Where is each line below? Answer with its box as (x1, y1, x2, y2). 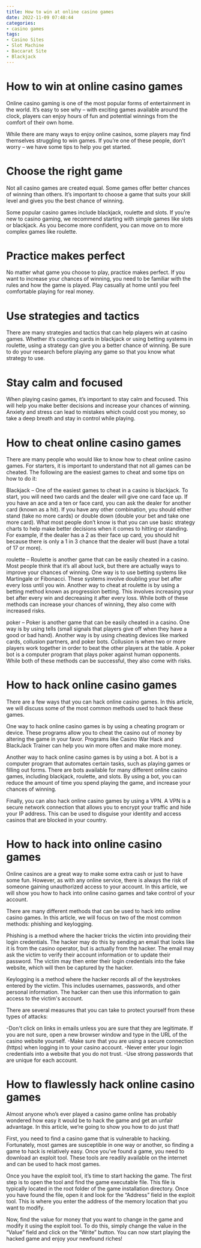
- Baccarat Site (6, 48, 47, 54)
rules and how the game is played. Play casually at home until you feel (6, 281, 180, 289)
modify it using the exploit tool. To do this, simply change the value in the (6, 1222, 187, 1229)
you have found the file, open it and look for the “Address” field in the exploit (6, 1191, 195, 1199)
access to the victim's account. (6, 995, 83, 1002)
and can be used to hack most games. (6, 1161, 101, 1168)
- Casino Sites (6, 37, 44, 43)
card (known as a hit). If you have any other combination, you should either (6, 506, 192, 513)
